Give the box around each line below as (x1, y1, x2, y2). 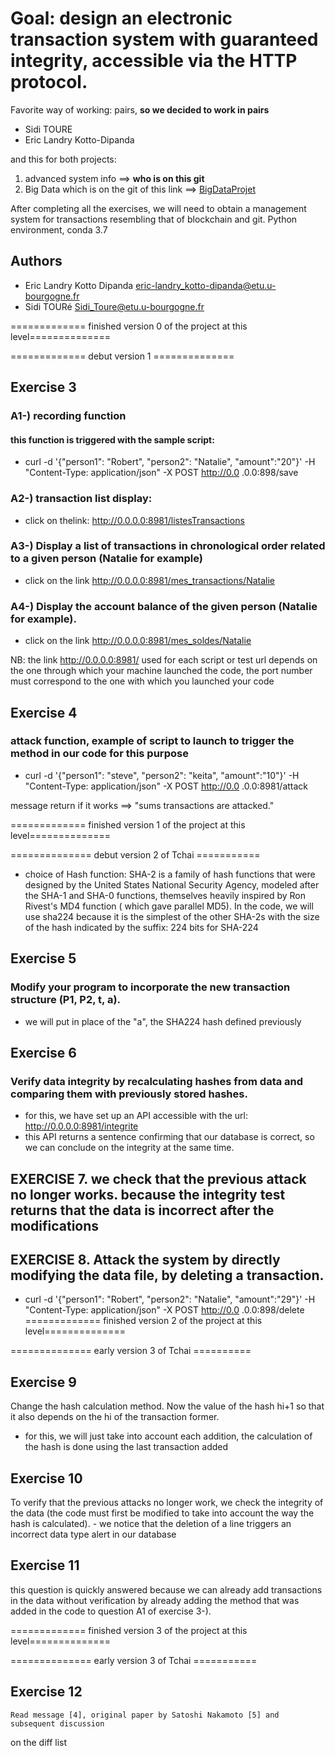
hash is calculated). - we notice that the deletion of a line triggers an (10, 1518, 292, 1530)
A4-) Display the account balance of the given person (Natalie (10, 599, 318, 613)
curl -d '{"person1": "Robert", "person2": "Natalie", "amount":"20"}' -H (24, 456, 316, 468)
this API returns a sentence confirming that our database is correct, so (24, 1131, 315, 1143)
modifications (10, 1217, 100, 1234)
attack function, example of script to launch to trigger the (10, 734, 295, 748)
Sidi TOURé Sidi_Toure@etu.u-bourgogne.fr (24, 300, 205, 312)
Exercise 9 (10, 1373, 77, 1391)
